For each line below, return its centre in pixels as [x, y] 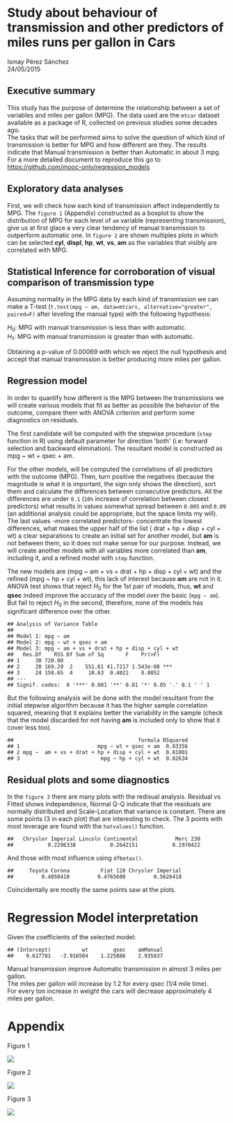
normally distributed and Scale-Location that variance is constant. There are [116, 811]
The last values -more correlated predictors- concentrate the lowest [105, 520]
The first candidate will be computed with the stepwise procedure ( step [110, 433]
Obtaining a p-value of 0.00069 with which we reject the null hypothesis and [117, 351]
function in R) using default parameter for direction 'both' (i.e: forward [107, 440]
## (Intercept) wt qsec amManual [85, 950]
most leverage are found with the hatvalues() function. [86, 827]
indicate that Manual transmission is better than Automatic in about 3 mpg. [114, 152]
